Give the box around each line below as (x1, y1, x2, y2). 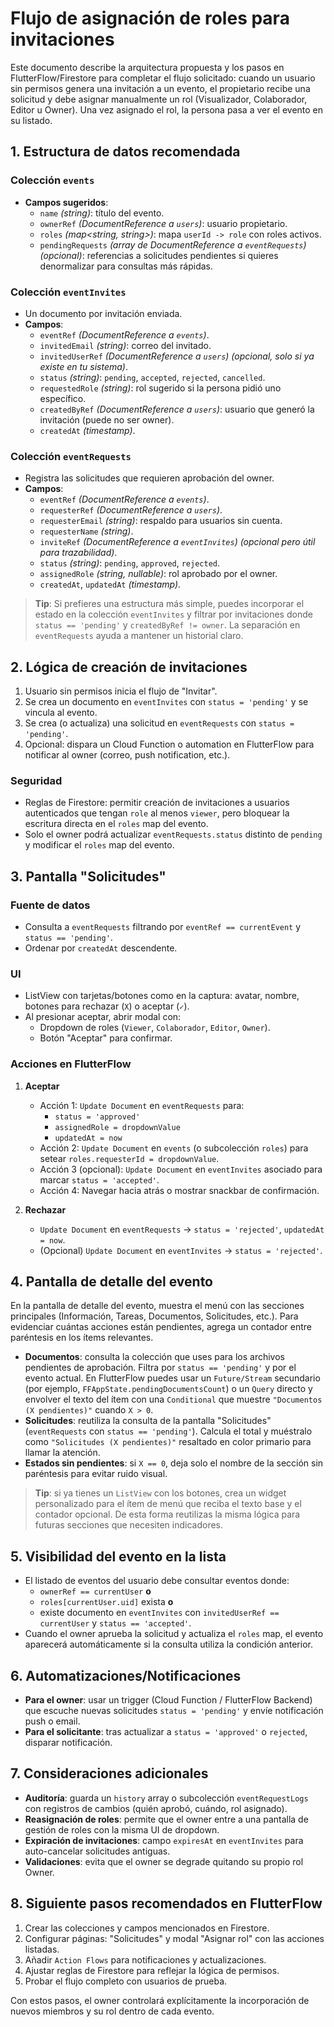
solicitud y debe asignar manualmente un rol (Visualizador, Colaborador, (10, 93, 308, 105)
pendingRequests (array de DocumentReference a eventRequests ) (39, 238, 307, 251)
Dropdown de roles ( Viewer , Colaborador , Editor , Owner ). (39, 1022, 271, 1034)
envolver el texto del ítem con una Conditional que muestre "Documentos (24, 1393, 323, 1406)
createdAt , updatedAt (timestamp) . (39, 578, 182, 591)
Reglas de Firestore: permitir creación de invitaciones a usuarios (24, 797, 290, 809)
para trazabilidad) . (39, 547, 118, 559)
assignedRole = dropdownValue (54, 1122, 181, 1132)
